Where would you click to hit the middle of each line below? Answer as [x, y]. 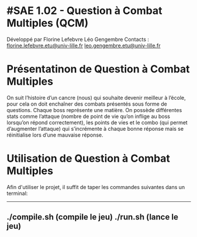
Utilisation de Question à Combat [88, 158]
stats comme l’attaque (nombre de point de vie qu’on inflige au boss [88, 116]
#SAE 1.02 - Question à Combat [84, 11]
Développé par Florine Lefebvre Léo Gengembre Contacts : [78, 39]
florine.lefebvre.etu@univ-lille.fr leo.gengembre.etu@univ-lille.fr [84, 46]
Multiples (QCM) [48, 23]
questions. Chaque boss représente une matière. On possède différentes [94, 110]
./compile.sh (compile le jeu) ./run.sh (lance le [93, 217]
